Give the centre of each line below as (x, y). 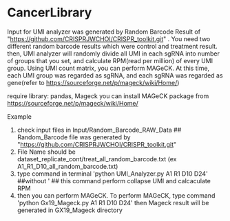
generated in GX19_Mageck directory (70, 210)
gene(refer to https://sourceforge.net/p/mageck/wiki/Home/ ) (93, 82)
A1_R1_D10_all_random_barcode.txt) (67, 166)
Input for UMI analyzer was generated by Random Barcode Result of (104, 32)
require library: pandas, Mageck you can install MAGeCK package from (108, 96)
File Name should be (46, 152)
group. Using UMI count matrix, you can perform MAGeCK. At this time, (108, 68)
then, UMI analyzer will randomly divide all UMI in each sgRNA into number (114, 54)
